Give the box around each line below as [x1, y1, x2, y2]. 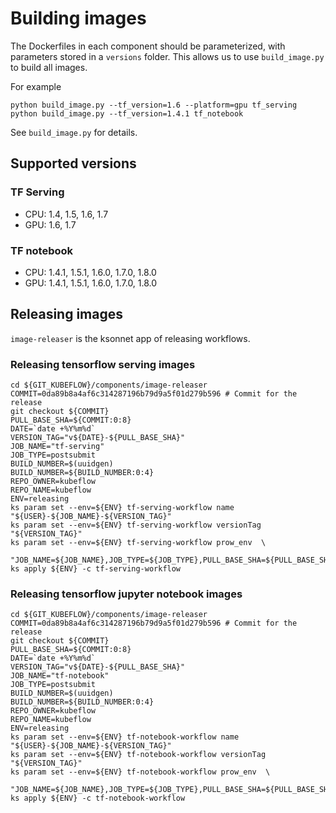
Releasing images [10, 306, 123, 323]
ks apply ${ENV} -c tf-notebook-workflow [10, 793, 186, 804]
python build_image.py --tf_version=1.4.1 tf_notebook [10, 108, 244, 119]
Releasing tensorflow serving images [10, 357, 196, 371]
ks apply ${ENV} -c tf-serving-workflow [10, 564, 182, 574]
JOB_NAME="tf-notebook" [10, 671, 110, 681]
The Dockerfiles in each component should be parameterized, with [10, 40, 286, 52]
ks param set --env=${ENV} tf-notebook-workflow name [10, 732, 240, 742]
